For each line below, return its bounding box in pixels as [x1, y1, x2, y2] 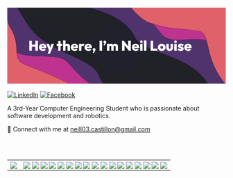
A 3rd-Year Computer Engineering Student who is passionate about [7, 104, 200, 112]
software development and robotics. [7, 111, 111, 120]
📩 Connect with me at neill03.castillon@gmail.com [7, 124, 150, 133]
